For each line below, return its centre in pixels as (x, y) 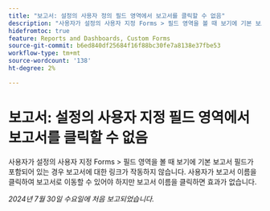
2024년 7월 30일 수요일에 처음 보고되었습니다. (81, 199)
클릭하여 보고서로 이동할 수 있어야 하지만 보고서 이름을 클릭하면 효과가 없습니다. (133, 181)
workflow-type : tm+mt (45, 53)
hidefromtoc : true (39, 31)
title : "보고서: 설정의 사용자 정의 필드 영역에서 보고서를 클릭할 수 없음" (117, 16)
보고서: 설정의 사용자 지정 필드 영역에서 (129, 117)
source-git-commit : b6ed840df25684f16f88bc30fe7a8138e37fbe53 (115, 46)
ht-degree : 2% (32, 68)
